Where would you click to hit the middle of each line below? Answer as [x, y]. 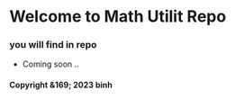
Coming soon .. [50, 64]
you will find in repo [53, 45]
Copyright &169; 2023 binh [61, 85]
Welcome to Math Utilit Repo [118, 17]
